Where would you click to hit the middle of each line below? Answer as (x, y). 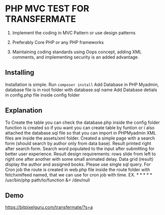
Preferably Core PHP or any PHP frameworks (58, 42)
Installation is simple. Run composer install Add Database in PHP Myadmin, (82, 84)
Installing (20, 73)
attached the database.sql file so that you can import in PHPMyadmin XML (81, 133)
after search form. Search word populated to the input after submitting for (80, 148)
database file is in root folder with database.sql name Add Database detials (81, 90)
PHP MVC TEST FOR (47, 9)
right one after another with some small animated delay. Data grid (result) (79, 159)
